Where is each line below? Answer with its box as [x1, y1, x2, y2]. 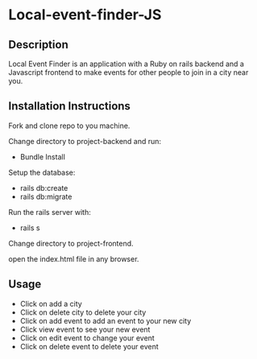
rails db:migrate [19, 192, 73, 201]
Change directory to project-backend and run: [8, 136, 162, 146]
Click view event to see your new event [19, 324, 151, 334]
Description [8, 38, 68, 52]
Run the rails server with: [8, 207, 91, 217]
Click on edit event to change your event [19, 332, 155, 343]
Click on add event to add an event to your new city [19, 316, 192, 325]
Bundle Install [19, 151, 66, 162]
